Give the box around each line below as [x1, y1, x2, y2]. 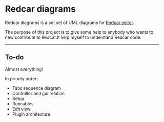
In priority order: [5, 75, 38, 81]
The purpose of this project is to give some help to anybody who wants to [5, 29, 154, 35]
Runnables [12, 100, 34, 106]
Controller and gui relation [12, 90, 65, 96]
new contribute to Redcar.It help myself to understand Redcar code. [5, 34, 142, 40]
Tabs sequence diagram [12, 85, 61, 91]
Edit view [12, 106, 31, 112]
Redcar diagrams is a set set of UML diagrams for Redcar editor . [5, 20, 134, 25]
